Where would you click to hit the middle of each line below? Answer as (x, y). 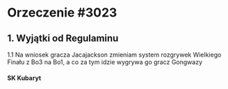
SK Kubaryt (24, 78)
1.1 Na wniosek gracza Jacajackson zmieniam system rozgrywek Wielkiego (114, 55)
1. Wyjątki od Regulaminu (63, 38)
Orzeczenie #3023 (62, 13)
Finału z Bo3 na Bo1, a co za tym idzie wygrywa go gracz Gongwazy (105, 62)
